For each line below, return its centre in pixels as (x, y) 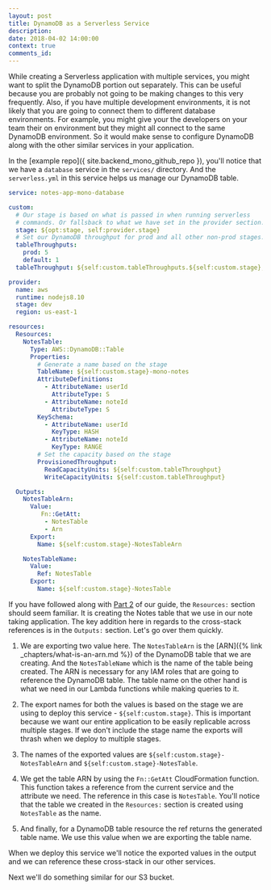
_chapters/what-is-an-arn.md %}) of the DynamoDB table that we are (135, 654)
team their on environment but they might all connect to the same (117, 128)
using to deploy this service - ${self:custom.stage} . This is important (135, 713)
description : (30, 31)
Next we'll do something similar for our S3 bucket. (92, 877)
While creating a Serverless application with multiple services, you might (129, 76)
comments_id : (30, 53)
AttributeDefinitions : (75, 380)
